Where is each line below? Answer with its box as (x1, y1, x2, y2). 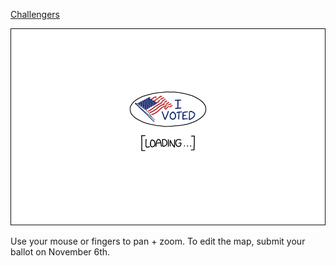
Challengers (10, 9, 60, 20)
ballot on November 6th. (10, 246, 111, 258)
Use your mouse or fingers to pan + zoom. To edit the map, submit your (10, 235, 306, 247)
